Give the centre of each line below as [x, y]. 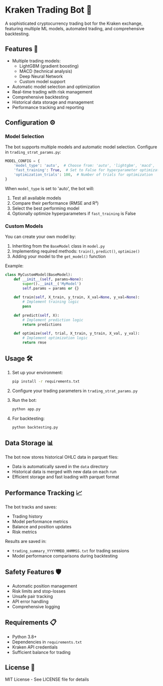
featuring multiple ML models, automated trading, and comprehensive [75, 28]
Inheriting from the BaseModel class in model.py [58, 246]
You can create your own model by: [41, 237]
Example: [14, 266]
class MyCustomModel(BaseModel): [39, 275]
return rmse [35, 343]
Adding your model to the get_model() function [59, 256]
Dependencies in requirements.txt [47, 642]
